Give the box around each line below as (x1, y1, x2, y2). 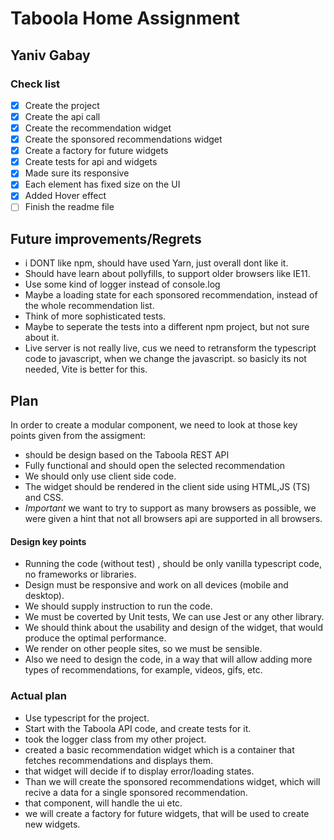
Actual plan (10, 689, 67, 703)
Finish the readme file (24, 201, 115, 213)
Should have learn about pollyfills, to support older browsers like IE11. (24, 268, 311, 280)
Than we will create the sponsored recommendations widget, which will (24, 775, 321, 787)
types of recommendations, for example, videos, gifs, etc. (24, 664, 263, 676)
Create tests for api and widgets (24, 156, 158, 168)
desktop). (24, 590, 65, 602)
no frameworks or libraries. (24, 568, 137, 581)
